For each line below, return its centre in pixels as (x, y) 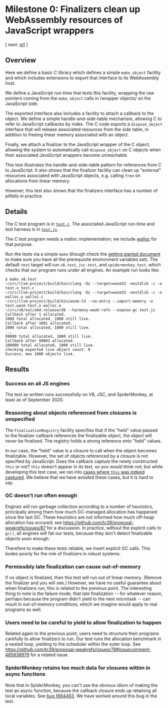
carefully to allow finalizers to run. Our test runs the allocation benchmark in (83, 639)
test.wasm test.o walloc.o (33, 306)
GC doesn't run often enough (41, 495)
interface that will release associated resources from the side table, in (77, 129)
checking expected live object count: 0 (48, 349)
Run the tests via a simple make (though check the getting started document (83, 254)
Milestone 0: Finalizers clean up (73, 9)
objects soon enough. (27, 538)
